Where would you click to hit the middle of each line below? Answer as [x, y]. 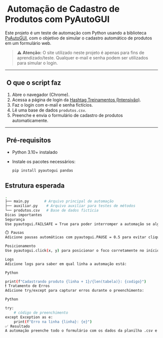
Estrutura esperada [35, 185]
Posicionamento [20, 246]
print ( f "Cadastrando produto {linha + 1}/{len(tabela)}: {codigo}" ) [76, 282]
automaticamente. [30, 120]
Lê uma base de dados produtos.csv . [49, 110]
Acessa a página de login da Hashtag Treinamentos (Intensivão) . [77, 100]
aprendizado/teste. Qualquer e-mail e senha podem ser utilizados [82, 57]
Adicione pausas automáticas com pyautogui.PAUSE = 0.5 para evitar [76, 237]
